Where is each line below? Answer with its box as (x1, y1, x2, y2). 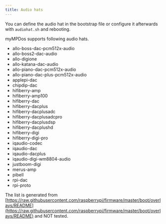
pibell (12, 171, 24, 177)
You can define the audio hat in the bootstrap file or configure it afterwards (5, 21, 158, 27)
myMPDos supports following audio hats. (5, 36, 89, 42)
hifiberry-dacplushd (12, 124, 54, 130)
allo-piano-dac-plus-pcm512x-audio (12, 71, 87, 77)
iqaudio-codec (12, 140, 43, 146)
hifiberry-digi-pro (12, 135, 48, 141)
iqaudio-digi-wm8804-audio (12, 156, 71, 162)
